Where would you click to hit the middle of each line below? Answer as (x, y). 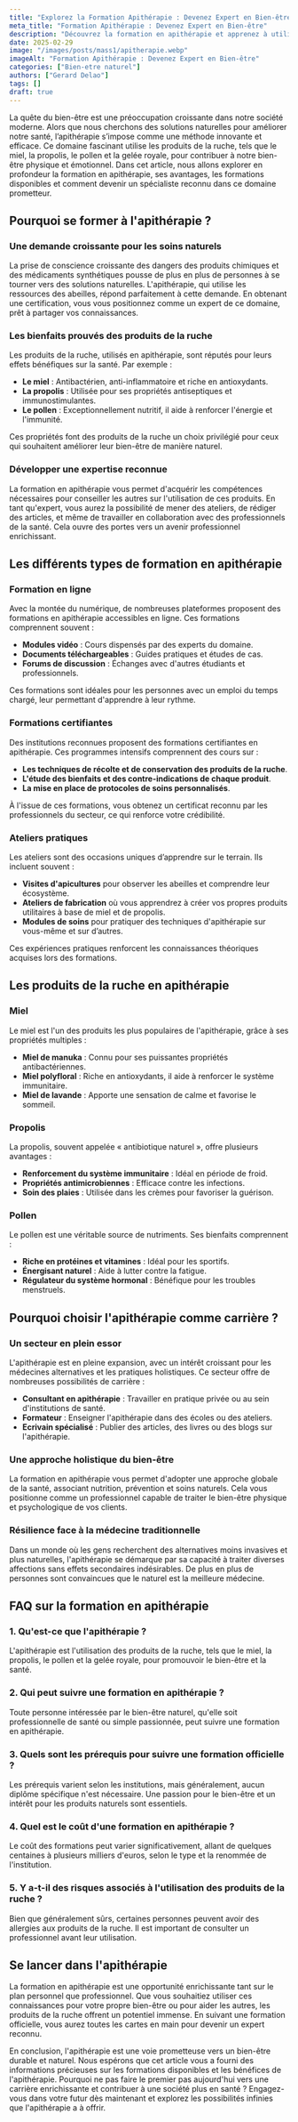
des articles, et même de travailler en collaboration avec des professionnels (147, 517)
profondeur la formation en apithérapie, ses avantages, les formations (137, 173)
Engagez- (267, 2089)
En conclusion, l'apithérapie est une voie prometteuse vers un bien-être (140, 2051)
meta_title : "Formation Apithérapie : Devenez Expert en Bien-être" (138, 26)
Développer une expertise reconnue (89, 470)
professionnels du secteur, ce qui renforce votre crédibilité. (117, 814)
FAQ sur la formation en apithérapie (109, 1606)
